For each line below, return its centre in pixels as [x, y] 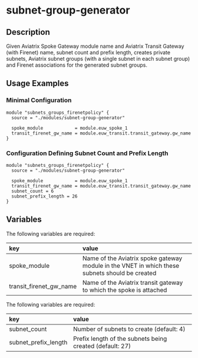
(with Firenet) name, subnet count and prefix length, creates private [88, 52]
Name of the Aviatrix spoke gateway [132, 258]
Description [28, 32]
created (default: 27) [102, 346]
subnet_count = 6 [33, 191]
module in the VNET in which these [131, 265]
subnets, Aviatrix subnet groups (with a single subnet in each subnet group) [98, 59]
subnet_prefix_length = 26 [44, 196]
